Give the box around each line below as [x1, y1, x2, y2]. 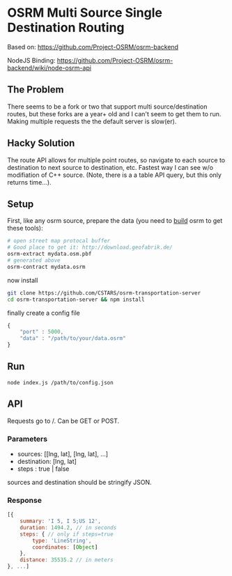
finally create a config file [7, 309, 80, 317]
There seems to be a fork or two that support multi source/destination [7, 102, 208, 111]
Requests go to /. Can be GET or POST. [7, 417, 120, 425]
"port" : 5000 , [20, 329, 64, 336]
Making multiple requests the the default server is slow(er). [7, 117, 177, 125]
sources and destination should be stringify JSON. [7, 478, 152, 486]
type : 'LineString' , [32, 537, 92, 544]
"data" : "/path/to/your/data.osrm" [20, 335, 127, 342]
